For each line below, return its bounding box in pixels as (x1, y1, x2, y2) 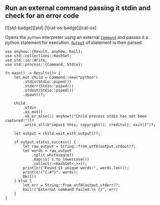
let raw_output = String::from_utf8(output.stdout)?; (23, 144, 136, 149)
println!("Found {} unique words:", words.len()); (23, 165, 129, 171)
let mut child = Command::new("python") (14, 75, 98, 80)
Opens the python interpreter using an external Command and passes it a (5, 34, 148, 40)
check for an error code (5, 12, 79, 20)
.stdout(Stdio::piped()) (23, 88, 74, 93)
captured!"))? (5, 118, 35, 123)
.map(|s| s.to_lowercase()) (31, 157, 90, 162)
